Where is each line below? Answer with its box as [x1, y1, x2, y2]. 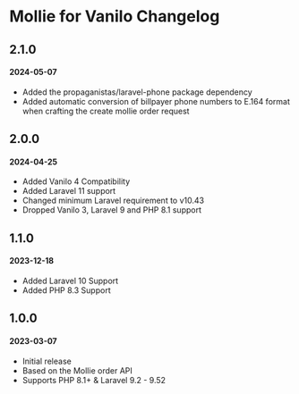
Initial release [21, 356, 72, 366]
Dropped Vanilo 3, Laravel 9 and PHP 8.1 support [21, 205, 202, 215]
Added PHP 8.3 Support [21, 284, 111, 296]
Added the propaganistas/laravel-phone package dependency [21, 87, 252, 97]
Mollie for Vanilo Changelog [9, 6, 220, 27]
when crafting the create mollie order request [21, 105, 190, 116]
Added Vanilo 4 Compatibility [21, 176, 131, 187]
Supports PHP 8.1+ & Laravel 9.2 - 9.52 [21, 374, 167, 385]
